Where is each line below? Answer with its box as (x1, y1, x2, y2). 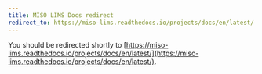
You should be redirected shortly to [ (8, 40, 127, 49)
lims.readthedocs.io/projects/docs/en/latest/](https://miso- (8, 48, 199, 58)
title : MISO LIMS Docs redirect (8, 11, 114, 19)
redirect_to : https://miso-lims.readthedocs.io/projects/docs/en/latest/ (8, 19, 255, 26)
